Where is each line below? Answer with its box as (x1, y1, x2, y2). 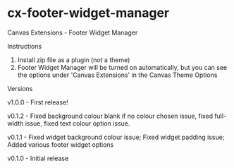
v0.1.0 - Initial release (7, 154, 69, 162)
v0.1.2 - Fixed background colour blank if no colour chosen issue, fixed (7, 112, 214, 120)
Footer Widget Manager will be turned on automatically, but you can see (17, 63, 228, 71)
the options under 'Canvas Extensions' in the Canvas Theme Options (17, 71, 218, 79)
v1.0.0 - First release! (7, 97, 68, 107)
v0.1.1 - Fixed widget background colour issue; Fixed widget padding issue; (7, 133, 225, 141)
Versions (7, 84, 33, 92)
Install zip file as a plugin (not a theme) (17, 55, 130, 64)
